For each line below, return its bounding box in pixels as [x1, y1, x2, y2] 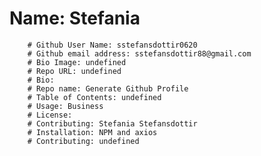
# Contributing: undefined [27, 136, 140, 146]
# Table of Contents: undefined [27, 92, 162, 102]
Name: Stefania [9, 7, 141, 30]
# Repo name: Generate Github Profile [27, 83, 189, 94]
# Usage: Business [27, 101, 104, 111]
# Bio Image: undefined [27, 57, 127, 67]
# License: [27, 110, 73, 120]
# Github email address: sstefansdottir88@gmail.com [27, 48, 252, 59]
